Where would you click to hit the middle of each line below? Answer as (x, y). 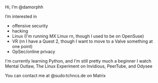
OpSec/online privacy (34, 51)
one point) (22, 46)
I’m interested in (21, 16)
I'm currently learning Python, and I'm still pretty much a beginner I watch (78, 61)
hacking (20, 31)
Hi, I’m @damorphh (24, 7)
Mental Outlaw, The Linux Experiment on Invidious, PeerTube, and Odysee (79, 66)
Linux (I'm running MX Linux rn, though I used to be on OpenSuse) (78, 36)
